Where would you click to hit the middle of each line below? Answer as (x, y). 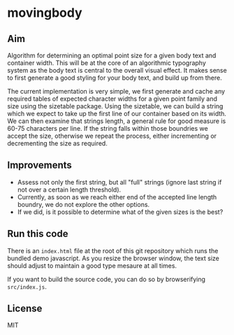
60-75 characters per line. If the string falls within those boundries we (108, 128)
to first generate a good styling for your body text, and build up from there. (115, 78)
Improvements (39, 165)
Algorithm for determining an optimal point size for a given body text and (112, 55)
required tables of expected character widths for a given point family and (112, 99)
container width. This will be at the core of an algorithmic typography (107, 63)
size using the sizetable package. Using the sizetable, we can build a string (115, 106)
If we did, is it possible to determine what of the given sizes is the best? (120, 212)
